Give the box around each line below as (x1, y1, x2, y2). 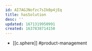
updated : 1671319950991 (5, 21, 56, 27)
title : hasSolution (5, 12, 47, 17)
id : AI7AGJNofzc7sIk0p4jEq (5, 7, 62, 13)
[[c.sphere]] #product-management (12, 40, 87, 46)
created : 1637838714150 (5, 26, 56, 31)
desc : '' (5, 17, 24, 22)
